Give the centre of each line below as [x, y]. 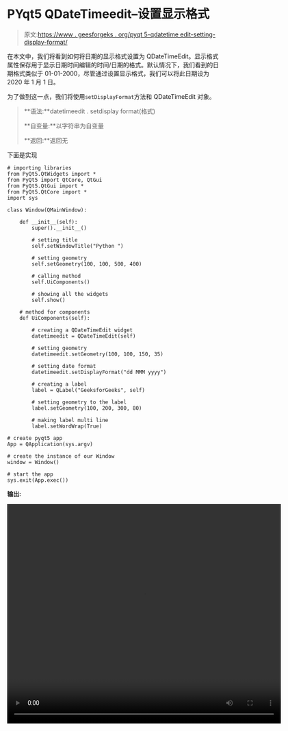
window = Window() [33, 462]
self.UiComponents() [61, 282]
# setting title [55, 240]
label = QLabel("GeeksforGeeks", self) [89, 390]
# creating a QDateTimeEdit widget [82, 330]
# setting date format [64, 366]
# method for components [55, 312]
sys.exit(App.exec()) [38, 480]
